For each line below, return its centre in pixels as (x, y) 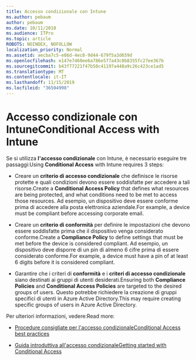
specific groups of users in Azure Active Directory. (75, 305)
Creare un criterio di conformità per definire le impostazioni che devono (102, 224)
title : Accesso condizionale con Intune (56, 11)
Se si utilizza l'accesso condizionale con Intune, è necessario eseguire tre (96, 158)
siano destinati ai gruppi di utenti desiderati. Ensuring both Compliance (100, 280)
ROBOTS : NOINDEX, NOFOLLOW (39, 45)
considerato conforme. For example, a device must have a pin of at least (101, 255)
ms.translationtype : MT (35, 72)
